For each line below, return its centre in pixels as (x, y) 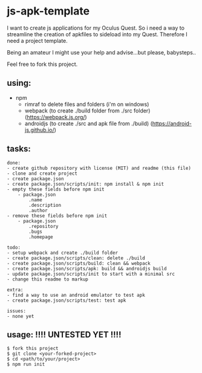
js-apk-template (48, 11)
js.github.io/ (39, 130)
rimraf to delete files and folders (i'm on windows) (87, 104)
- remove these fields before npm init (57, 216)
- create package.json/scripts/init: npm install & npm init (86, 184)
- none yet (21, 316)
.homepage (41, 237)
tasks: (19, 149)
